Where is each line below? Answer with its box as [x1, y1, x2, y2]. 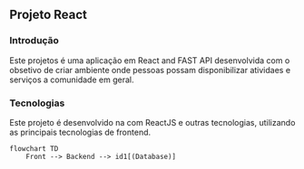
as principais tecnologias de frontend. [9, 127, 152, 137]
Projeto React [9, 7, 88, 23]
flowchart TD [9, 144, 59, 153]
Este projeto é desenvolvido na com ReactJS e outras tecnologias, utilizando [9, 117, 296, 127]
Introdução [9, 34, 59, 47]
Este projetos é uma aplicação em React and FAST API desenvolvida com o [9, 54, 290, 66]
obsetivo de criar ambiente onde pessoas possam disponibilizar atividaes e [9, 64, 291, 75]
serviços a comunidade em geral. [9, 74, 134, 85]
